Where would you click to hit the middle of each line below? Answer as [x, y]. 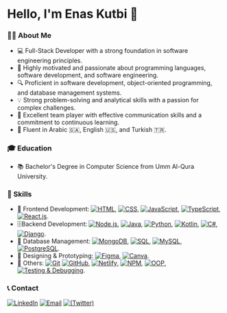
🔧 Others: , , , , [92, 263]
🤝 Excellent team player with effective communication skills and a [109, 115]
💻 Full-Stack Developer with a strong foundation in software [103, 51]
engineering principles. [49, 60]
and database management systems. [69, 93]
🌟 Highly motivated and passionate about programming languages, [111, 68]
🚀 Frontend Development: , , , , [119, 209]
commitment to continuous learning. [68, 122]
